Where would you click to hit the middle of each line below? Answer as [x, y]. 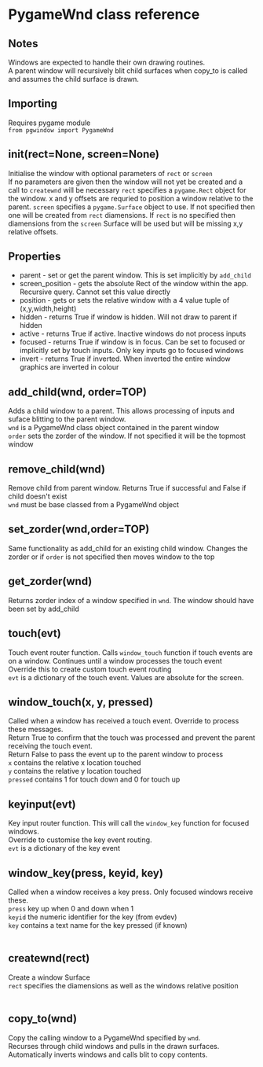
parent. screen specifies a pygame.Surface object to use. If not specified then [131, 207]
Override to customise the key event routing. [80, 840]
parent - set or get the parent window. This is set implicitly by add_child [135, 275]
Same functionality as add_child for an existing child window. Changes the [128, 548]
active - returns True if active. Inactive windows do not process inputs [133, 334]
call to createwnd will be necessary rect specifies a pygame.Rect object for [127, 189]
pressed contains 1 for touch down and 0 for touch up [94, 779]
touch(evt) [35, 633]
